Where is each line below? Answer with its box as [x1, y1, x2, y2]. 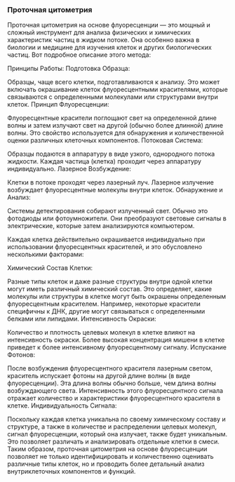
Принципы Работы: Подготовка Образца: [7, 65, 130, 73]
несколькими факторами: [7, 250, 84, 259]
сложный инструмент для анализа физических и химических [7, 28, 192, 36]
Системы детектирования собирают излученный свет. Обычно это [7, 207, 208, 215]
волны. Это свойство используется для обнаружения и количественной [7, 128, 224, 138]
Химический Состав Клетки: [7, 264, 93, 272]
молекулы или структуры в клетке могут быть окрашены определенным [7, 293, 227, 301]
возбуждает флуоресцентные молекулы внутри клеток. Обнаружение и [7, 186, 223, 194]
